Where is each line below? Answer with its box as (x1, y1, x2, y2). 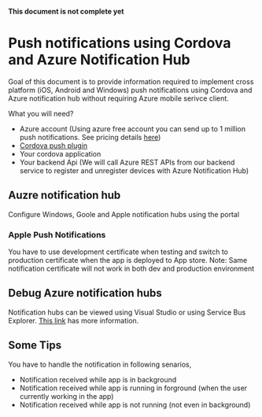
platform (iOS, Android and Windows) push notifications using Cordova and (8, 85, 253, 94)
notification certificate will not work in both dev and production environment (8, 264, 255, 274)
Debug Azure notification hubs (8, 286, 163, 300)
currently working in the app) (19, 391, 114, 400)
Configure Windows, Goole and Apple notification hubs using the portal (8, 209, 240, 219)
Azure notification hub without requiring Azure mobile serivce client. (8, 94, 230, 103)
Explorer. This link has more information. (8, 316, 139, 325)
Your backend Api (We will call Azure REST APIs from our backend (19, 157, 235, 167)
